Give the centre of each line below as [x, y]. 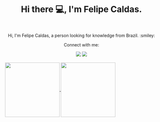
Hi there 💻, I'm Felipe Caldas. [81, 9]
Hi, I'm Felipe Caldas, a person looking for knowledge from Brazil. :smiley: [81, 35]
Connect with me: [81, 45]
